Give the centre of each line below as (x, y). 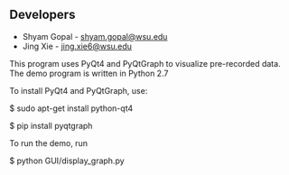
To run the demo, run (49, 143)
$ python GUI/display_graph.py (67, 161)
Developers (42, 15)
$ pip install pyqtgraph (51, 125)
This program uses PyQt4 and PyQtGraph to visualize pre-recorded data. (145, 63)
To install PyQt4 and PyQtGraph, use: (79, 90)
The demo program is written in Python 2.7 (89, 73)
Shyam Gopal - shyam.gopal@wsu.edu (95, 36)
